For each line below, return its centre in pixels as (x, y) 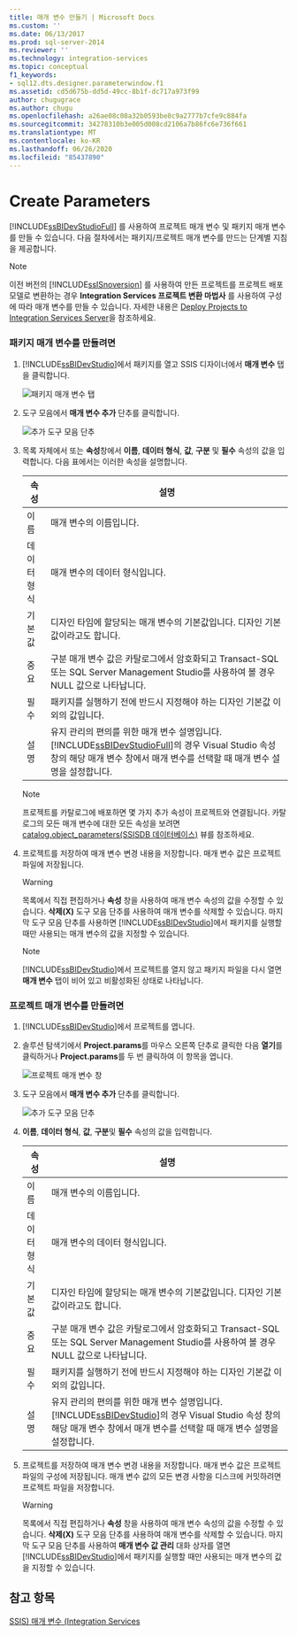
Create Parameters (80, 201)
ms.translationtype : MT (53, 133)
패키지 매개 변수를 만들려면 (63, 343)
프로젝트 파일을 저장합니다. (68, 1487)
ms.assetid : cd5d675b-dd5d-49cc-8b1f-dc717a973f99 (104, 91)
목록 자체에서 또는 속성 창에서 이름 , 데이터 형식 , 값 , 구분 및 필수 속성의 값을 (148, 450)
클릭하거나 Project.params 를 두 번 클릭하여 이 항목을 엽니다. (127, 1057)
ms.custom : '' (35, 26)
